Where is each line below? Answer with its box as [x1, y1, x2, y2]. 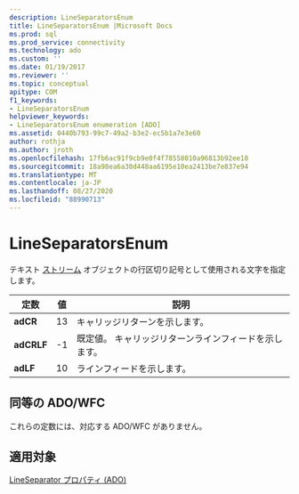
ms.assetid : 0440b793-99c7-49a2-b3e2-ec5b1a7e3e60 [9, 129, 201, 138]
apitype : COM [9, 87, 58, 96]
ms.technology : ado [9, 46, 82, 55]
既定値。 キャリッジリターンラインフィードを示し [76, 332, 283, 344]
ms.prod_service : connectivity [9, 37, 125, 47]
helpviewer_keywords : [9, 112, 90, 121]
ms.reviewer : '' [9, 71, 69, 80]
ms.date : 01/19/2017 [9, 63, 86, 72]
